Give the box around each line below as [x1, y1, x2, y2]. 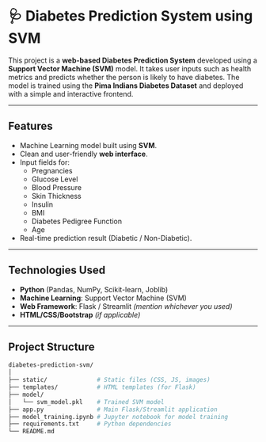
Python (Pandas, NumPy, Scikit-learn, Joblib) [19, 284, 169, 294]
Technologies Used [8, 264, 105, 277]
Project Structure [8, 340, 95, 353]
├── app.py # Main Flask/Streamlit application [8, 406, 218, 413]
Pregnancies [31, 166, 73, 175]
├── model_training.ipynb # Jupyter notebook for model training [8, 413, 228, 421]
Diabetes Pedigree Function [31, 216, 123, 226]
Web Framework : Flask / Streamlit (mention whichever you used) [19, 301, 233, 311]
